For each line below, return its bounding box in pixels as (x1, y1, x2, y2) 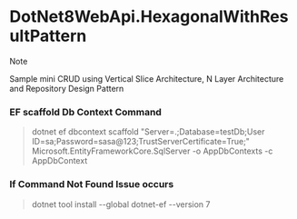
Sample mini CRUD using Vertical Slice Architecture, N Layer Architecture (9, 73, 284, 84)
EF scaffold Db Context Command (9, 105, 162, 118)
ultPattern (9, 25, 87, 46)
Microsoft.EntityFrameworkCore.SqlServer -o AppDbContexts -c (31, 145, 273, 156)
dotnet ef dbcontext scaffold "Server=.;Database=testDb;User (31, 126, 265, 137)
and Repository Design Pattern (9, 83, 124, 94)
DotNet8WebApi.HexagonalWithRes (9, 6, 289, 27)
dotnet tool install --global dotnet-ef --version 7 (31, 198, 211, 210)
